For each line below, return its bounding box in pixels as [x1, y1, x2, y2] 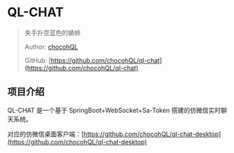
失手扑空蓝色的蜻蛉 [24, 28, 81, 37]
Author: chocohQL [24, 42, 79, 51]
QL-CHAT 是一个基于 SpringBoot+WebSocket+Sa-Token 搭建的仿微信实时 [7, 106, 221, 114]
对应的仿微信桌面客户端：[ [7, 130, 85, 138]
